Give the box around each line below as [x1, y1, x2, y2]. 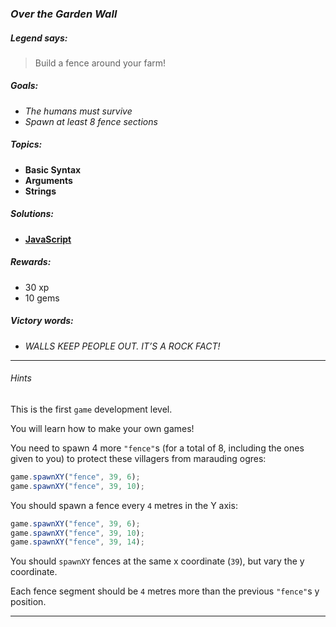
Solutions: [10, 208, 55, 220]
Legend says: [10, 32, 68, 44]
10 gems [24, 292, 60, 304]
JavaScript [24, 233, 72, 245]
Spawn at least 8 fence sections [24, 115, 158, 127]
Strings [24, 185, 57, 197]
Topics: [10, 138, 43, 151]
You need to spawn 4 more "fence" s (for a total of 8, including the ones [10, 442, 305, 454]
